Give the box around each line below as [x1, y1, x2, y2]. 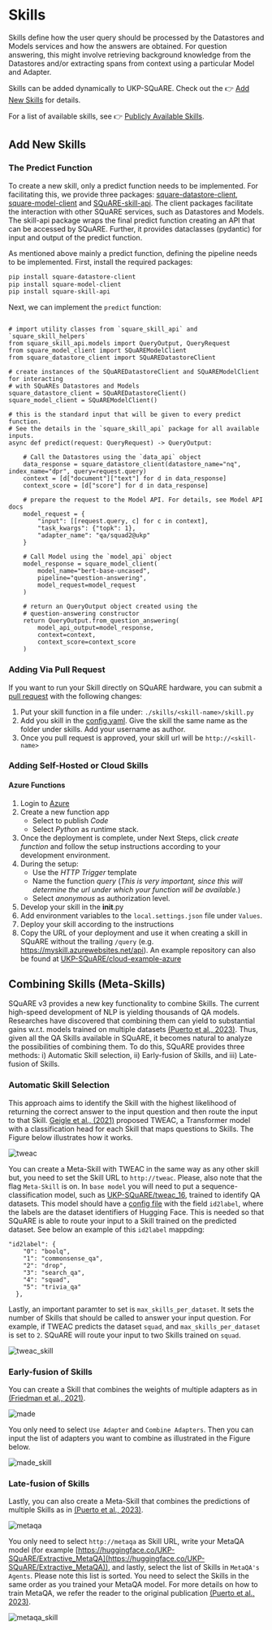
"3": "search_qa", [23, 1268, 85, 1277]
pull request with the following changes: [8, 691, 142, 700]
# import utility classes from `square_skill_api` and [8, 325, 198, 334]
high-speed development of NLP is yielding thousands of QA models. [8, 1008, 240, 1017]
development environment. [19, 850, 111, 860]
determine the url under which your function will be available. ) [32, 884, 241, 895]
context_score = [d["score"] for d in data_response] [23, 482, 209, 490]
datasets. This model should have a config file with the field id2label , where [8, 1199, 264, 1208]
